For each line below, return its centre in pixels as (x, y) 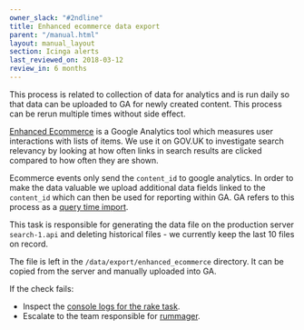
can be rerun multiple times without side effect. (98, 114)
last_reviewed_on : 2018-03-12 (67, 60)
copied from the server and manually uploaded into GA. (113, 271)
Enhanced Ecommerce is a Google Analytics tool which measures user (142, 131)
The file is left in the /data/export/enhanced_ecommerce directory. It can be (147, 261)
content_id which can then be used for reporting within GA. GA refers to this (152, 197)
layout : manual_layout (52, 43)
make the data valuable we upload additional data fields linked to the (137, 187)
